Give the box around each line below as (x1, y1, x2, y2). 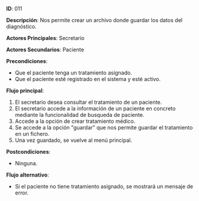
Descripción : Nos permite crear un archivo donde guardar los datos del (6, 17, 183, 23)
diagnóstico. (6, 23, 37, 30)
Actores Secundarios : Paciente (6, 46, 85, 53)
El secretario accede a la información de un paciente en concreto (14, 105, 176, 112)
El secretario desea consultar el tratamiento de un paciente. (14, 98, 163, 106)
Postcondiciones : (6, 149, 51, 155)
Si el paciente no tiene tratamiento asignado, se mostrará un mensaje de (14, 183, 194, 190)
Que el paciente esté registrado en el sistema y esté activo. (14, 76, 161, 82)
